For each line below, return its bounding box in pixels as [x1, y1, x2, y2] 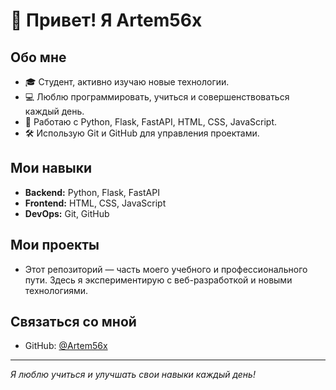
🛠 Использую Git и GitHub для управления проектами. [24, 127, 260, 139]
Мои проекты [10, 237, 100, 254]
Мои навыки [10, 160, 93, 177]
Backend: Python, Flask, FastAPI [24, 186, 160, 198]
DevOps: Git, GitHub [24, 207, 110, 219]
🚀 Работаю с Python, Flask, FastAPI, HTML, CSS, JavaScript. [24, 116, 278, 128]
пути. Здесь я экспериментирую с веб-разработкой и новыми [24, 274, 293, 286]
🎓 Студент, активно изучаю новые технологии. [24, 76, 230, 88]
